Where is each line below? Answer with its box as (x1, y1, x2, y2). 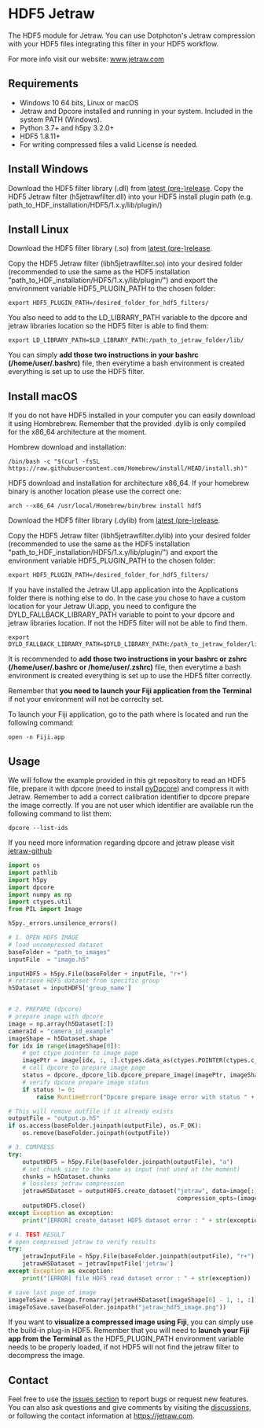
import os (8, 861, 41, 869)
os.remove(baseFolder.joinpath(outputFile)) (22, 1129, 170, 1137)
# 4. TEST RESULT (8, 1231, 65, 1239)
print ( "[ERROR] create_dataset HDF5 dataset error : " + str (22, 1216, 226, 1224)
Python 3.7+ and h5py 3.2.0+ (19, 123, 115, 132)
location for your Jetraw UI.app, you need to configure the (8, 602, 196, 611)
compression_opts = (176, 1195, 237, 1202)
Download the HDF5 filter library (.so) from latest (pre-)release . (8, 244, 213, 253)
